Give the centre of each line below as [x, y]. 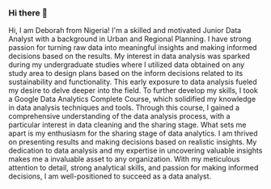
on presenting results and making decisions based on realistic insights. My [133, 142]
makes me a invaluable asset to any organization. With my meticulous [124, 159]
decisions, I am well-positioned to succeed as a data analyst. [110, 176]
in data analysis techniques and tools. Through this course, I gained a [124, 107]
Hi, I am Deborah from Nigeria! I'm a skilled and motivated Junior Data [125, 31]
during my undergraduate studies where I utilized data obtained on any [127, 65]
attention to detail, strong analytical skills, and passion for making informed [133, 168]
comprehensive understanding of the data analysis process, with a [119, 116]
